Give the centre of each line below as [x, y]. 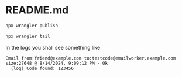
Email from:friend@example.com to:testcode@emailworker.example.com [91, 58]
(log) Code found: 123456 [42, 68]
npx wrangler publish [32, 26]
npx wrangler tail [28, 36]
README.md [37, 10]
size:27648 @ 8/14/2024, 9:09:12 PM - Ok [57, 63]
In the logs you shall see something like [53, 47]
